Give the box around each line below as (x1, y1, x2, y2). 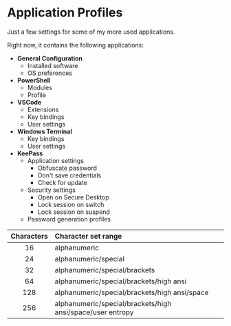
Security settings (27, 186, 76, 194)
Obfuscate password (37, 164, 98, 172)
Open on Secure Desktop (37, 193, 109, 201)
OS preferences (27, 69, 72, 77)
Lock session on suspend (37, 208, 110, 216)
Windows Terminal (16, 127, 72, 135)
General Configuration (16, 54, 83, 63)
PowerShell (16, 76, 51, 84)
